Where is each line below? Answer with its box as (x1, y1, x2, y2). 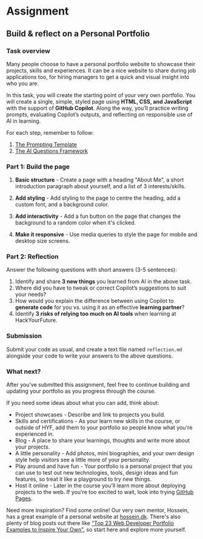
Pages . (15, 495, 33, 502)
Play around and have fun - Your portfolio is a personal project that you (15, 463, 193, 470)
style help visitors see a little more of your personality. (15, 456, 150, 464)
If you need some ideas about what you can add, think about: (6, 399, 159, 407)
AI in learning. (6, 117, 41, 124)
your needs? (15, 291, 47, 298)
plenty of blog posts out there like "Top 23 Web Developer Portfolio (6, 520, 175, 527)
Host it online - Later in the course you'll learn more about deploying (15, 482, 186, 489)
